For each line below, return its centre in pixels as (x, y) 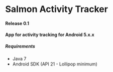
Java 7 (19, 59)
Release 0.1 (17, 23)
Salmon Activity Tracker (56, 9)
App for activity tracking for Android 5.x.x (50, 35)
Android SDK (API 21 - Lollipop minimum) (55, 64)
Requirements (20, 46)
